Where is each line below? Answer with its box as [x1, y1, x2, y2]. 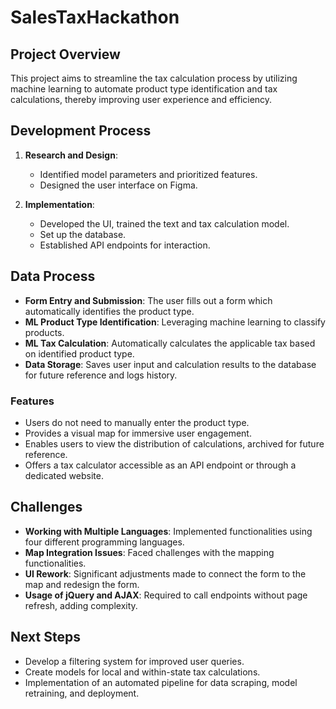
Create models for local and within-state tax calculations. [24, 666, 261, 678]
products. [24, 326, 65, 338]
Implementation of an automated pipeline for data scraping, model [24, 676, 298, 688]
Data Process [10, 268, 96, 285]
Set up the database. [39, 228, 127, 240]
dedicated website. [24, 469, 104, 481]
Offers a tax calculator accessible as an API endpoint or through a [24, 459, 297, 471]
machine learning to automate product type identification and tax [10, 83, 278, 95]
